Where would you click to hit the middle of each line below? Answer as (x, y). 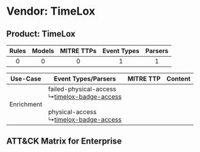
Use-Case (26, 79)
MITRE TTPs (78, 51)
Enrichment (26, 104)
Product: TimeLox (41, 34)
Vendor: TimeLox (51, 11)
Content (179, 79)
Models (43, 51)
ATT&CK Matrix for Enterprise (64, 141)
